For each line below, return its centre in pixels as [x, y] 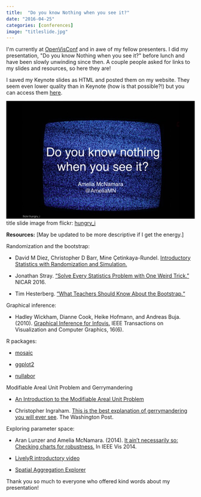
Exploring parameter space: [40, 428]
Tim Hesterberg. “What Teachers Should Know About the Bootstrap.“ [100, 294]
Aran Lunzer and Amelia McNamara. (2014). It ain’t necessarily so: [96, 440]
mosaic [24, 352]
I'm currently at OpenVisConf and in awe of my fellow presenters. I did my [97, 49]
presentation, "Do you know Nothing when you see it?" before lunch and [95, 56]
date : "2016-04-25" [31, 19]
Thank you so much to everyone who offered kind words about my [88, 481]
